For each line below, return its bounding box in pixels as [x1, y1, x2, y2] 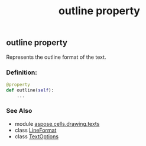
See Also [6, 107, 33, 115]
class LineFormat [14, 126, 57, 134]
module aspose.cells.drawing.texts [14, 120, 100, 127]
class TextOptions [14, 132, 59, 140]
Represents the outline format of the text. [6, 53, 106, 61]
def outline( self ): [6, 87, 54, 93]
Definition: [6, 68, 37, 77]
